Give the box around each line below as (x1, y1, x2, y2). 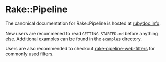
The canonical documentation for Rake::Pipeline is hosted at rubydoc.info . (5, 20, 161, 26)
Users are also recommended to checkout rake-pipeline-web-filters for (5, 45, 155, 51)
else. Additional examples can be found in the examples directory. (5, 36, 142, 42)
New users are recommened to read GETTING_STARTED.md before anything (5, 30, 158, 36)
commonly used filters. (5, 51, 54, 57)
